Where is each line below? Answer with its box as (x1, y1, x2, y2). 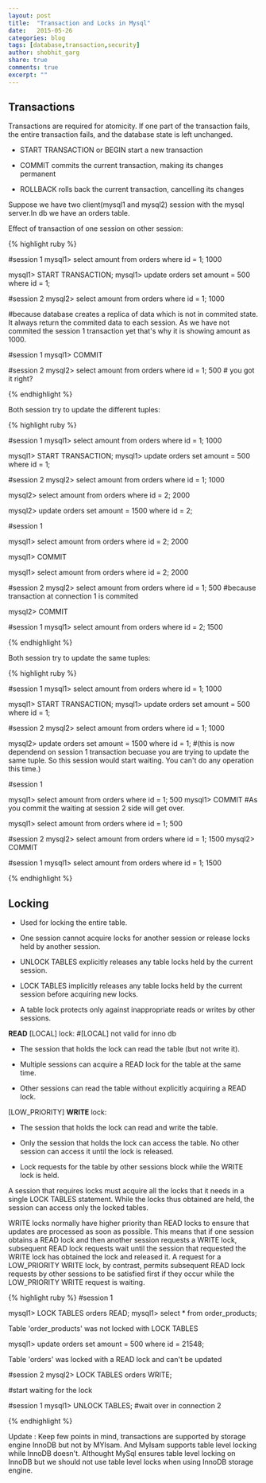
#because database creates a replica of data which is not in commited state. (8, 310, 258, 319)
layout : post (8, 11, 52, 20)
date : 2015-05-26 (8, 26, 73, 34)
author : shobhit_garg (8, 49, 80, 57)
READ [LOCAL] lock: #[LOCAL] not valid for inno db (8, 1028, 177, 1039)
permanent (19, 169, 56, 179)
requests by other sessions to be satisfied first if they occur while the (8, 1269, 235, 1278)
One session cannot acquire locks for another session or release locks (19, 933, 250, 943)
